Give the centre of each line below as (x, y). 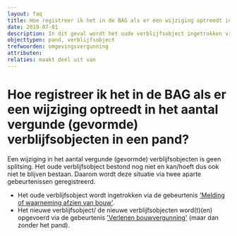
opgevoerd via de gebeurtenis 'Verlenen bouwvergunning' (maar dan (118, 217)
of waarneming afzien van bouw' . (66, 202)
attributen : (25, 54)
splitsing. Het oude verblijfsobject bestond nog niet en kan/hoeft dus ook (113, 166)
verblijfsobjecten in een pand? (98, 139)
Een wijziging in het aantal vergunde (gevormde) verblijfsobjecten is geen (114, 159)
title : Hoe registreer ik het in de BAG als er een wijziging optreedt (115, 20)
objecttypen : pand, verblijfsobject (61, 40)
